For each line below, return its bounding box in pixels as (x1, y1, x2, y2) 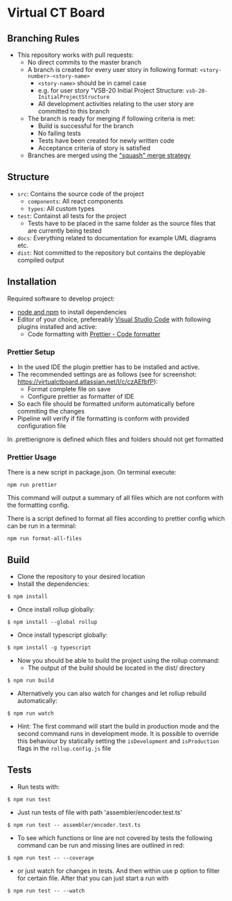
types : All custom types (27, 204, 95, 213)
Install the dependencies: (17, 580, 90, 588)
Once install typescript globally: (17, 631, 108, 639)
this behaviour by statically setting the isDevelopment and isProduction (17, 737, 220, 745)
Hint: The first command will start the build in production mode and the (17, 722, 220, 731)
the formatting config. (7, 501, 69, 510)
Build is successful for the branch (37, 122, 134, 130)
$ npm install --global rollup (7, 618, 98, 626)
